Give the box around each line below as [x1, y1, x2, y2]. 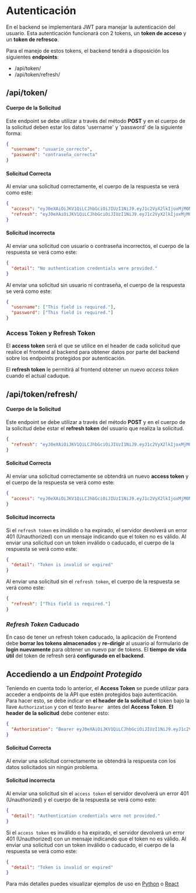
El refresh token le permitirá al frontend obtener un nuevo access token [6, 366, 179, 373]
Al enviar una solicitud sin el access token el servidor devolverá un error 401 [6, 790, 189, 797]
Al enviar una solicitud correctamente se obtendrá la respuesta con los [6, 757, 176, 764]
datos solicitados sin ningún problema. [6, 763, 99, 770]
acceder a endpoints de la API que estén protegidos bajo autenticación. [6, 691, 178, 698]
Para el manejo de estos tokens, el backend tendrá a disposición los [6, 47, 169, 54]
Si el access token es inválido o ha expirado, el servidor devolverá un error [6, 829, 185, 836]
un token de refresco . [6, 36, 60, 43]
